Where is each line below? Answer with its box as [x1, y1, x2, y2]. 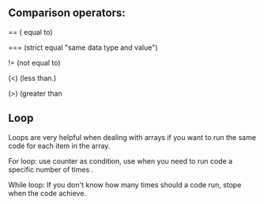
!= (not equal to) [8, 58, 61, 67]
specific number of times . [8, 164, 94, 174]
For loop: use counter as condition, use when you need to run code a [8, 156, 233, 165]
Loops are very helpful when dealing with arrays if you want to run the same [8, 132, 257, 142]
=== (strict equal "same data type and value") [8, 43, 158, 52]
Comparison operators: [8, 6, 126, 20]
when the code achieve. [8, 188, 87, 198]
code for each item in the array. [8, 141, 111, 150]
